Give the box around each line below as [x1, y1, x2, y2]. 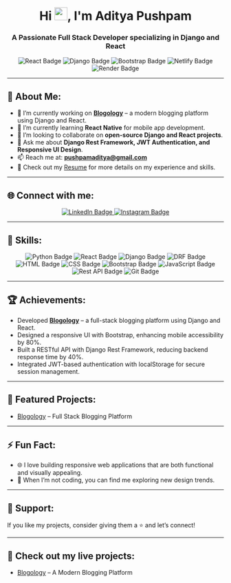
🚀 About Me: [7, 90, 62, 103]
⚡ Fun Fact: [7, 439, 56, 451]
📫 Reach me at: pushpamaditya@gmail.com [16, 153, 148, 162]
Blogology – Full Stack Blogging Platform [16, 412, 133, 420]
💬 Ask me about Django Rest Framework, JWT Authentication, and [16, 138, 210, 147]
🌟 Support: [7, 502, 54, 514]
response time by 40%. [16, 352, 84, 361]
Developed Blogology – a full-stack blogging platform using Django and [16, 316, 221, 324]
